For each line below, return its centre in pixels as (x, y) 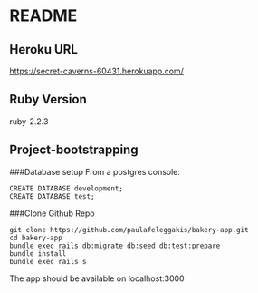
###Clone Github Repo (52, 213)
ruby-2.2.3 (29, 121)
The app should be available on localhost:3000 (97, 278)
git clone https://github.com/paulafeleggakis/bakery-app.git (129, 230)
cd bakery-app (36, 238)
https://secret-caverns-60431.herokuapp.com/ (96, 71)
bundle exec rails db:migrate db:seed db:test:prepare (115, 246)
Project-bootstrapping (74, 150)
